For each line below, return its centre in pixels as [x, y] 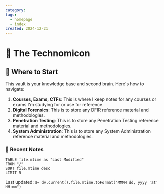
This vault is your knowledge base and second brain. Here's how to [75, 84]
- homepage [21, 19]
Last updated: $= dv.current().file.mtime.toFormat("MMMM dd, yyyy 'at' [82, 182]
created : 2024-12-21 [27, 29]
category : [16, 10]
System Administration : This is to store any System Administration [82, 131]
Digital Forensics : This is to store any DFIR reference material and [81, 110]
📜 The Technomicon [48, 54]
